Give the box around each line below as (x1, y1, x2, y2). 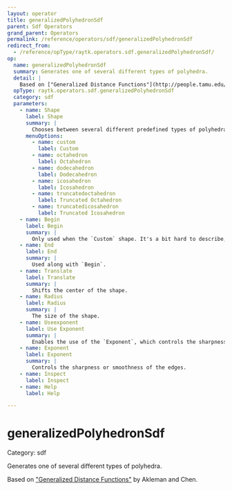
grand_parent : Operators (7, 29, 79, 37)
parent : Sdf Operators (7, 23, 72, 30)
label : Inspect (25, 376, 70, 384)
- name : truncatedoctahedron (32, 190, 116, 197)
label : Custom (37, 145, 79, 152)
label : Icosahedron (37, 184, 95, 191)
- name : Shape (19, 107, 60, 114)
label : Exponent (25, 351, 72, 359)
